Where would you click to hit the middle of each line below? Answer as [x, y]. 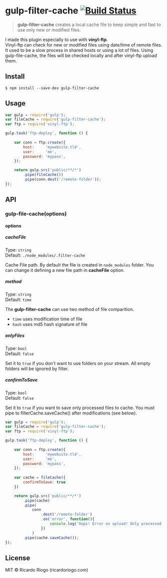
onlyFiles [15, 335]
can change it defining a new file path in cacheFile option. [65, 270]
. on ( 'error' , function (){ [68, 519]
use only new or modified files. [49, 29]
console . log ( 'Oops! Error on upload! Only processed [106, 524]
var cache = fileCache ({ [40, 477]
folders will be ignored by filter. [37, 368]
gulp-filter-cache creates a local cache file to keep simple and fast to [89, 24]
